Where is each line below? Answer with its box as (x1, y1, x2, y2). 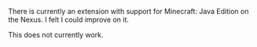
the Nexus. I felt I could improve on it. (8, 15, 130, 24)
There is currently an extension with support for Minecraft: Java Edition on (8, 7, 249, 16)
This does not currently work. (8, 31, 104, 39)
